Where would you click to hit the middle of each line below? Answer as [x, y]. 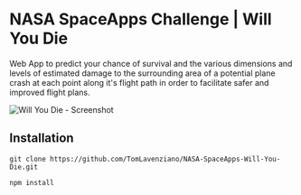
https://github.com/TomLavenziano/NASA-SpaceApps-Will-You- [165, 159]
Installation [42, 139]
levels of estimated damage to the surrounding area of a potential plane [142, 73]
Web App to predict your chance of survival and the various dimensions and [151, 63]
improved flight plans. [50, 92]
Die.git [24, 167]
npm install [32, 182]
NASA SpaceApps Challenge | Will [141, 19]
